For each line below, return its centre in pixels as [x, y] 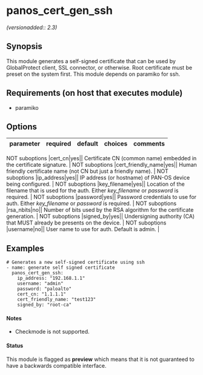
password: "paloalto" [44, 289]
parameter [25, 144]
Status [15, 345]
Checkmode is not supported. [52, 332]
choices [116, 144]
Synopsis [24, 46]
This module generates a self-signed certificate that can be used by [91, 61]
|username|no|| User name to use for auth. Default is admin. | [83, 229]
